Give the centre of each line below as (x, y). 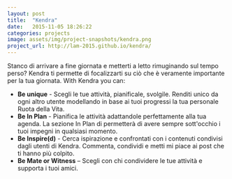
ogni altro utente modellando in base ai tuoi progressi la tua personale (118, 101)
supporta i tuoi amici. (48, 168)
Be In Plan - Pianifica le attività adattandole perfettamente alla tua (112, 116)
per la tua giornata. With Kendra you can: (66, 80)
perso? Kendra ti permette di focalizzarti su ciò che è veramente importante (116, 73)
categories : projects (39, 33)
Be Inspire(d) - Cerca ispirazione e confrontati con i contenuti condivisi (120, 139)
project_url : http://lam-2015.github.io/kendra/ (79, 46)
